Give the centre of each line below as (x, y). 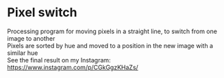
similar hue (23, 53)
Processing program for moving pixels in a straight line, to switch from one (112, 31)
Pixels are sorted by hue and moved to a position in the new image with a (110, 45)
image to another (31, 38)
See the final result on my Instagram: (59, 60)
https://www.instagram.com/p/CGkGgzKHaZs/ (73, 67)
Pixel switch (42, 13)
